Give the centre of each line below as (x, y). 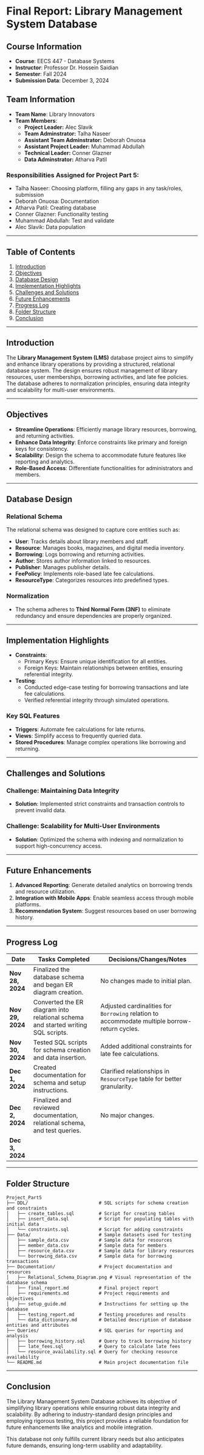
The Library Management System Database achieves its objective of (92, 1401)
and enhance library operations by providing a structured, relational (90, 364)
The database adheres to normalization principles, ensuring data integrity (98, 383)
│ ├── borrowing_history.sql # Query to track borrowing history (99, 1341)
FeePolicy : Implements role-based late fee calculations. (85, 574)
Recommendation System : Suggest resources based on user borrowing (106, 911)
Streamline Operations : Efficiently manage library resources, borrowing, (106, 429)
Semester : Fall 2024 (41, 74)
